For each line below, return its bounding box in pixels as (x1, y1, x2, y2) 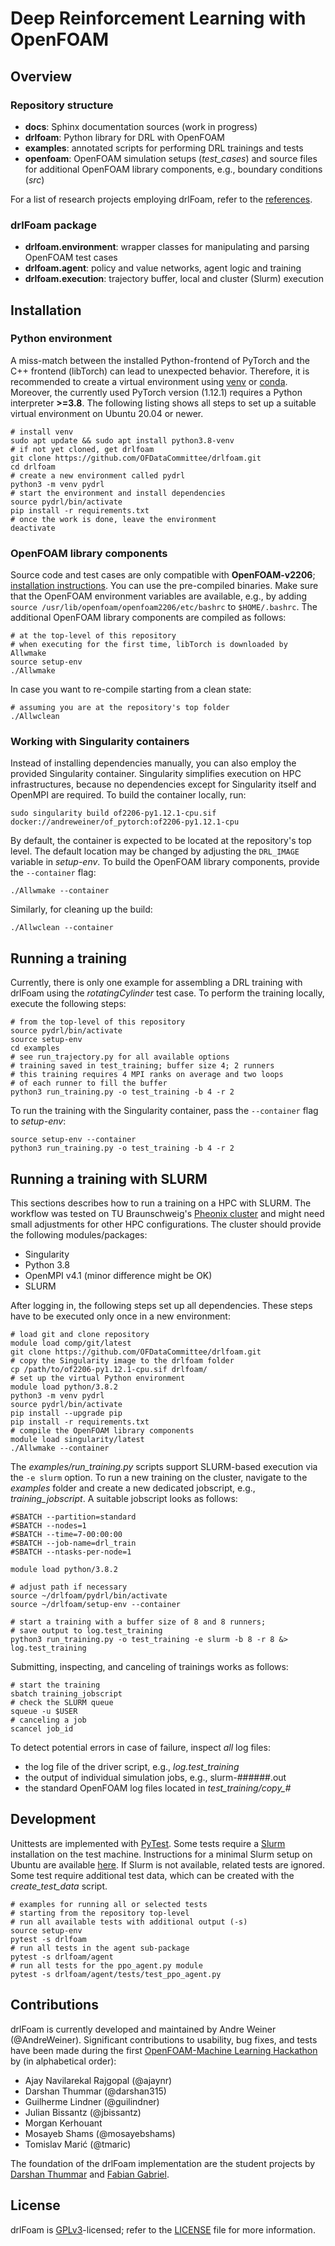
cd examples (10, 1043, 60, 1054)
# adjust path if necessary (10, 1582, 128, 1592)
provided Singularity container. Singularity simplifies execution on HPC (10, 768, 302, 780)
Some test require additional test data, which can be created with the (10, 1869, 295, 1881)
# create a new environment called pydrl (10, 470, 186, 481)
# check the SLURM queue (10, 1698, 114, 1708)
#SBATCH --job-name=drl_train (10, 1538, 137, 1549)
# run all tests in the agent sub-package (10, 1943, 190, 1953)
